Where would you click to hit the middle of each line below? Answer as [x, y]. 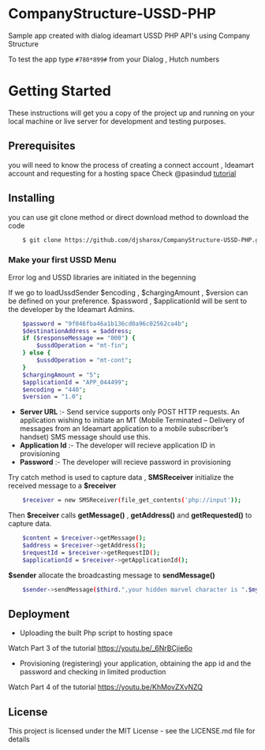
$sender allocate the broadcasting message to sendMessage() [112, 575]
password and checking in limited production [93, 672]
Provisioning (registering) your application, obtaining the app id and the [135, 663]
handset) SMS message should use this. [85, 437]
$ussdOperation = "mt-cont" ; [84, 360]
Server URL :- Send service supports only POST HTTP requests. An [130, 412]
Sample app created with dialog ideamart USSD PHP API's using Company [129, 35]
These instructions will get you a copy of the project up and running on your [131, 113]
